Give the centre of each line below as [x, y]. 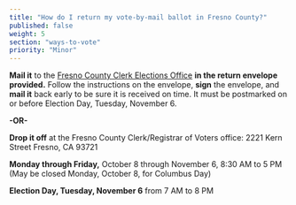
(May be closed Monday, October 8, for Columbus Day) [110, 174]
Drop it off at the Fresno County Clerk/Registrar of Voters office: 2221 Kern [146, 138]
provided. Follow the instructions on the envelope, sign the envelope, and [144, 85]
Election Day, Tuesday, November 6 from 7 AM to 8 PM [112, 191]
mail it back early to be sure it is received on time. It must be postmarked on [148, 95]
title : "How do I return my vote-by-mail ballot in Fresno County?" [138, 17]
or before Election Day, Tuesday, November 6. [93, 103]
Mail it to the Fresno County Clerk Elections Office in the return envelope [143, 75]
